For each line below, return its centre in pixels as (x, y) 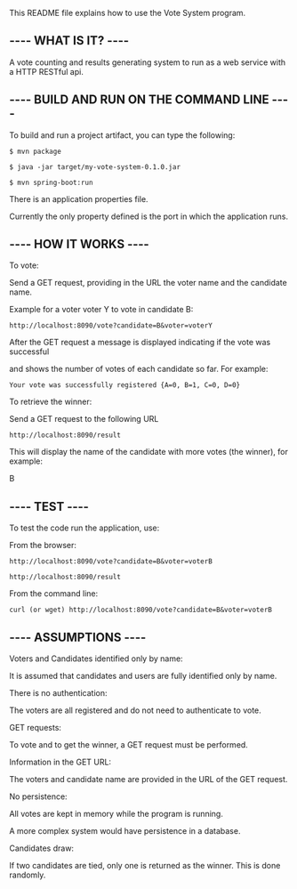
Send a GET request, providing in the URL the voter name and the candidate (148, 283)
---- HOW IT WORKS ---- (79, 244)
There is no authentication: (59, 693)
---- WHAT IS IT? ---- (69, 40)
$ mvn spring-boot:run (51, 182)
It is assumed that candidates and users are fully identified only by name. (143, 676)
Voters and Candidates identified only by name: (96, 659)
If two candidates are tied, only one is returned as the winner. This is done (145, 866)
